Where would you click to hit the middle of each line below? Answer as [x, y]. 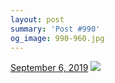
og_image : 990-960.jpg [57, 38]
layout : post [37, 19]
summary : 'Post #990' [55, 29]
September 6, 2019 [49, 68]
